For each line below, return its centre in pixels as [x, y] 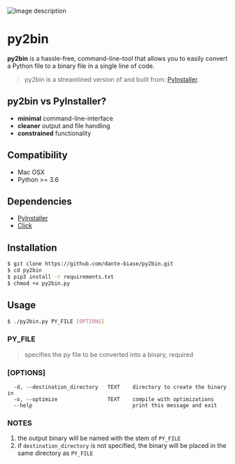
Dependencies [40, 201]
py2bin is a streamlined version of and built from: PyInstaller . [112, 79]
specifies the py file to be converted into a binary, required [109, 354]
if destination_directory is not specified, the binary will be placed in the [122, 446]
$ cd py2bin [24, 270]
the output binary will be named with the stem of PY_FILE [99, 438]
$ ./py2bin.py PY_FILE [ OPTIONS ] [56, 321]
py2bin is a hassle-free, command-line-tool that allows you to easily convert [117, 58]
